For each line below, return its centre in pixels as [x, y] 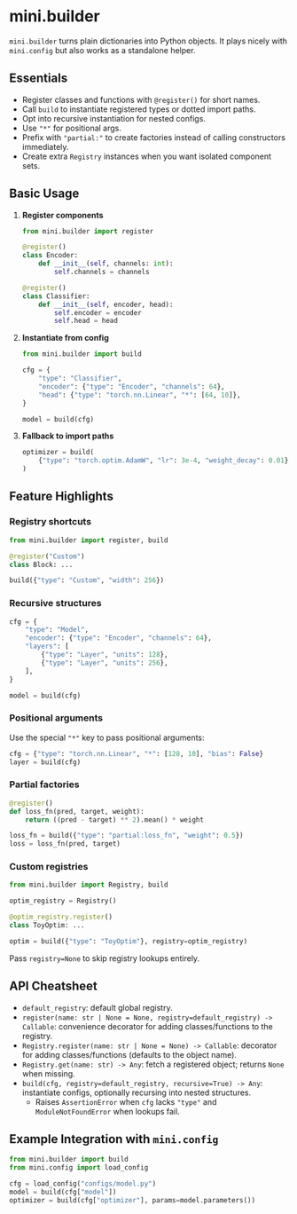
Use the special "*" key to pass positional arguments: [107, 737]
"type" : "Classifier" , [80, 379]
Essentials [39, 79]
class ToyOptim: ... [47, 926]
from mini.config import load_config [79, 1168]
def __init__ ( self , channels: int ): [106, 264]
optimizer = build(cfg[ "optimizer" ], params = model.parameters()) [132, 1200]
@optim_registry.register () [61, 917]
